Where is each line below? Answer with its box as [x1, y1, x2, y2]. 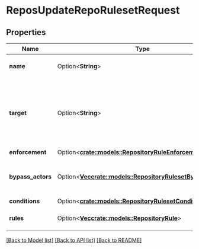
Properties [6, 27, 46, 37]
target [9, 109, 27, 117]
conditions [9, 197, 40, 205]
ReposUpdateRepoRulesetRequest [6, 4, 180, 17]
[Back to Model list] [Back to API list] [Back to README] [6, 237, 142, 244]
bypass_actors [9, 173, 52, 181]
